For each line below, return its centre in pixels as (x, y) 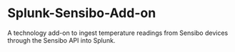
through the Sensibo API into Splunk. (61, 40)
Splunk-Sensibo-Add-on (82, 13)
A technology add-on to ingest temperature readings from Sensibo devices (118, 33)
